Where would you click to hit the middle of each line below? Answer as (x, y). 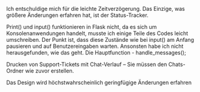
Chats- (177, 64)
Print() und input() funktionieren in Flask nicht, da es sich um (82, 27)
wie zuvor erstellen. (50, 71)
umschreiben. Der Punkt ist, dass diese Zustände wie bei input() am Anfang (100, 40)
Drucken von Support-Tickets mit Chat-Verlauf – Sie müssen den (87, 64)
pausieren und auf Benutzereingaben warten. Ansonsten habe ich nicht (95, 46)
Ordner (15, 71)
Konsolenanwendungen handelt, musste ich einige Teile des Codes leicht (97, 33)
